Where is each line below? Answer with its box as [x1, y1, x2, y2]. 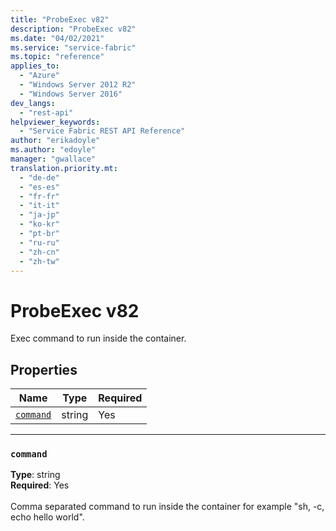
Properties [10, 361, 78, 378]
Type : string [10, 469, 61, 481]
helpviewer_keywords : [10, 117, 101, 127]
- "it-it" [19, 201, 60, 211]
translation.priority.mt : [10, 163, 118, 173]
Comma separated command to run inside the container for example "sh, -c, [10, 501, 325, 513]
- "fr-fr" [19, 191, 60, 201]
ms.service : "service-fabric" [10, 42, 137, 53]
